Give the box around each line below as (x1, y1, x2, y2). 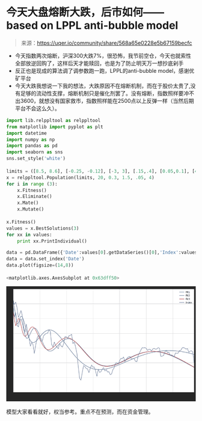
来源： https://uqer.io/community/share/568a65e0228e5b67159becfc (20, 39, 192, 46)
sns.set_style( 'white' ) (6, 156, 66, 162)
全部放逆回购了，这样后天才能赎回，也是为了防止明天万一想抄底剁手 (14, 60, 184, 67)
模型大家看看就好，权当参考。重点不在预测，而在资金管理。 (6, 408, 154, 416)
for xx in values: (6, 232, 52, 238)
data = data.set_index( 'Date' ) (6, 256, 85, 262)
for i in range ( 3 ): (6, 181, 58, 187)
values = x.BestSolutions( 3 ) (6, 225, 79, 232)
